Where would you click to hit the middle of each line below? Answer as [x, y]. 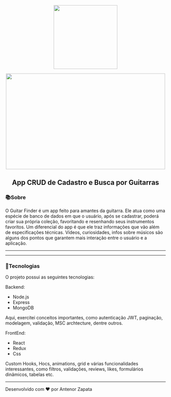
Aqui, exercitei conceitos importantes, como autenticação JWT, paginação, [84, 317]
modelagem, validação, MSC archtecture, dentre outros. [64, 323]
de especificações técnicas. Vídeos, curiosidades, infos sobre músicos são [84, 232]
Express [21, 302]
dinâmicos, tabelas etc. [30, 374]
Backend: [15, 287]
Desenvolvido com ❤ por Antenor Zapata [49, 389]
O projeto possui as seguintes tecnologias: [50, 277]
